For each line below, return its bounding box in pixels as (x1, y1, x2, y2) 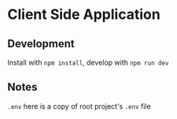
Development (7, 37, 76, 50)
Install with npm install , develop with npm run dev (7, 58, 169, 67)
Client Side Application (7, 6, 160, 24)
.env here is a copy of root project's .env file (7, 101, 151, 111)
